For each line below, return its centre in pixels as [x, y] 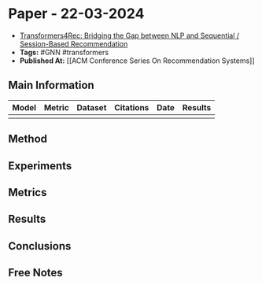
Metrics [28, 192]
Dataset [92, 107]
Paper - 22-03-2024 [76, 14]
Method [28, 139]
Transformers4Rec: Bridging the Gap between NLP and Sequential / [129, 35]
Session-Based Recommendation [74, 43]
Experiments [40, 166]
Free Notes [35, 273]
